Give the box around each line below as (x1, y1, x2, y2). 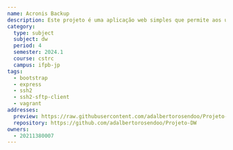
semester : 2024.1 (13, 49, 64, 56)
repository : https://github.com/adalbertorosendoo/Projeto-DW (13, 119, 197, 126)
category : (7, 23, 36, 30)
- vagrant (13, 100, 42, 107)
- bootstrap (13, 74, 49, 82)
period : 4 (13, 42, 42, 49)
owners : (7, 126, 30, 133)
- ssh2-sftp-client (13, 94, 70, 101)
